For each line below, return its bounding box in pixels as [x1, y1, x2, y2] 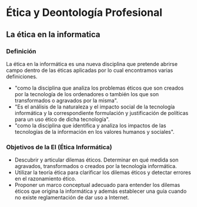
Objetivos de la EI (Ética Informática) [6, 143, 112, 151]
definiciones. [6, 73, 38, 80]
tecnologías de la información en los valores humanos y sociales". [14, 128, 175, 135]
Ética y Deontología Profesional [6, 6, 163, 19]
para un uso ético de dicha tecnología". [14, 116, 110, 123]
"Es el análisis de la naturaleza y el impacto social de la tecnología [14, 103, 175, 110]
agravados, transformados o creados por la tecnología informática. [14, 163, 178, 170]
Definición [6, 47, 36, 55]
